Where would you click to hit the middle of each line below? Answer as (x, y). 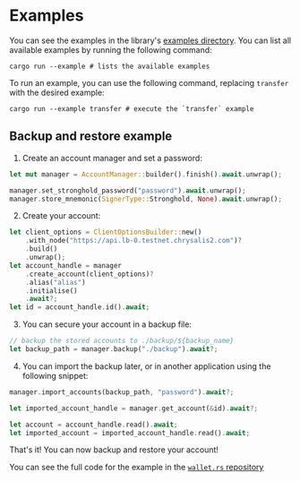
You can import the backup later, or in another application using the (146, 366)
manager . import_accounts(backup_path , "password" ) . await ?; (122, 392)
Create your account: (61, 216)
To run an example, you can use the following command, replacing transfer (149, 82)
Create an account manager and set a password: (112, 158)
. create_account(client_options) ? (90, 274)
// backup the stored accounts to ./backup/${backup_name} (122, 341)
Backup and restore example (91, 137)
